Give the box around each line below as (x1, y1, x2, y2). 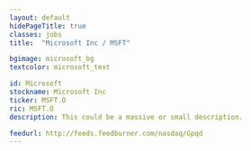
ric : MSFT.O (9, 104, 54, 113)
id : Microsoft (9, 79, 63, 88)
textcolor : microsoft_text (9, 63, 111, 72)
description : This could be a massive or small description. (9, 112, 244, 121)
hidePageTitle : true (9, 22, 87, 31)
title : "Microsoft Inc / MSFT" (9, 38, 130, 48)
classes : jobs (9, 30, 63, 39)
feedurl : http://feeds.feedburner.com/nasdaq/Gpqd (9, 129, 203, 138)
